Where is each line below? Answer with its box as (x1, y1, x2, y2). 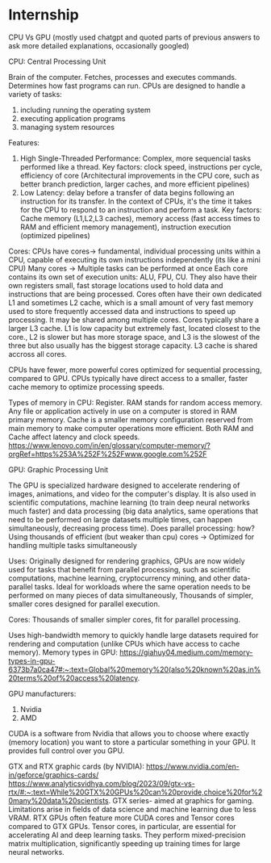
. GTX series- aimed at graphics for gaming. (108, 795, 254, 805)
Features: (8, 137, 40, 147)
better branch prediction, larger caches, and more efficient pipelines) (19, 179, 250, 189)
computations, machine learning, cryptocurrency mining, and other (8, 573, 231, 583)
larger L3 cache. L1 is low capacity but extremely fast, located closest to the (8, 323, 261, 333)
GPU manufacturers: (8, 689, 77, 698)
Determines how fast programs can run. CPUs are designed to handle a (8, 81, 246, 90)
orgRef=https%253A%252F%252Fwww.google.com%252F (8, 449, 207, 459)
